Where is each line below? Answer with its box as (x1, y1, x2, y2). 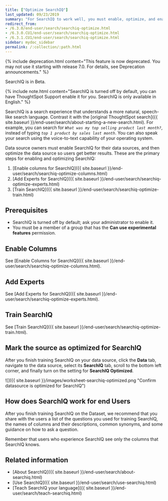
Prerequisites (5, 206, 48, 215)
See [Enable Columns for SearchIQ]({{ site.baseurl (5, 258, 109, 264)
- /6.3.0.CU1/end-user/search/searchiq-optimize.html (5, 30, 120, 35)
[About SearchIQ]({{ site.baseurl (12, 469, 79, 475)
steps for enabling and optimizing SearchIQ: (5, 155, 96, 161)
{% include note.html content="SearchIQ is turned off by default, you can (5, 88, 156, 94)
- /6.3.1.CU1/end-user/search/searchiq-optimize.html (5, 35, 120, 40)
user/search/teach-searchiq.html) (12, 490, 82, 496)
